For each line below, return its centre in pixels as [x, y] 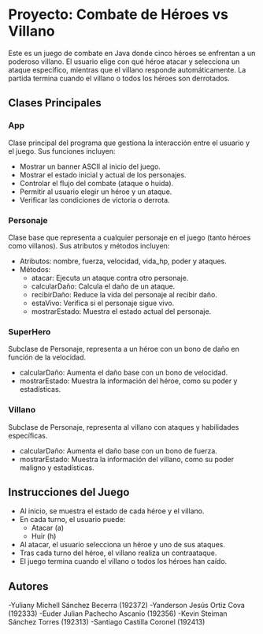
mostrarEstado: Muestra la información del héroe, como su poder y [128, 381]
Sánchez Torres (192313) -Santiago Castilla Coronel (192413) [107, 622]
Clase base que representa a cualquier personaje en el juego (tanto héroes [130, 237]
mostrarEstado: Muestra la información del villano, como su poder [127, 459]
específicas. [28, 435]
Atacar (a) [48, 528]
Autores [28, 586]
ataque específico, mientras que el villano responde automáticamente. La [127, 69]
